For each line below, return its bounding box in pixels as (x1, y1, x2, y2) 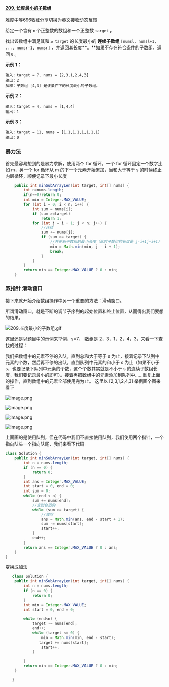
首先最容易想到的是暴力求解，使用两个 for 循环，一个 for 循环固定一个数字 (5, 160, 158, 166)
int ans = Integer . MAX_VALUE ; (23, 479, 87, 484)
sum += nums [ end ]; (32, 498, 71, 503)
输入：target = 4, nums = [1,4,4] (5, 104, 75, 109)
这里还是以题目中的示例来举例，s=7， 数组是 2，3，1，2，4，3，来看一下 (5, 336, 159, 342)
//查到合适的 (32, 503, 56, 508)
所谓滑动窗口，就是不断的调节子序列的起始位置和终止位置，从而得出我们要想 (5, 308, 164, 314)
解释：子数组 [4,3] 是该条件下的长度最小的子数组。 (5, 83, 100, 88)
